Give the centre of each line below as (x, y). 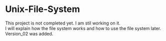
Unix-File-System (42, 9)
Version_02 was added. (29, 33)
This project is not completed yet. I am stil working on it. (63, 23)
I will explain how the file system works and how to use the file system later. (83, 28)
